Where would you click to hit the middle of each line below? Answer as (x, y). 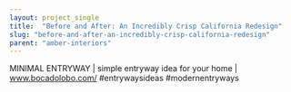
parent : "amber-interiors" (60, 43)
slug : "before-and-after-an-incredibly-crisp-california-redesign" (140, 34)
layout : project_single (55, 18)
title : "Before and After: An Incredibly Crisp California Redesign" (146, 26)
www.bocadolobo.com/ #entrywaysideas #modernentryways (124, 78)
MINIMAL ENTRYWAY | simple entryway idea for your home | (124, 69)
